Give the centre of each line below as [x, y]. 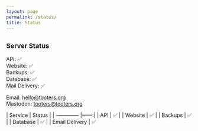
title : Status [24, 22]
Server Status [28, 46]
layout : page [22, 12]
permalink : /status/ [32, 17]
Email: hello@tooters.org [36, 97]
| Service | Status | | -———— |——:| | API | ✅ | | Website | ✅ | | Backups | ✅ [99, 115]
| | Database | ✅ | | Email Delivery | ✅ [51, 122]
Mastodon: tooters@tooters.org [44, 104]
